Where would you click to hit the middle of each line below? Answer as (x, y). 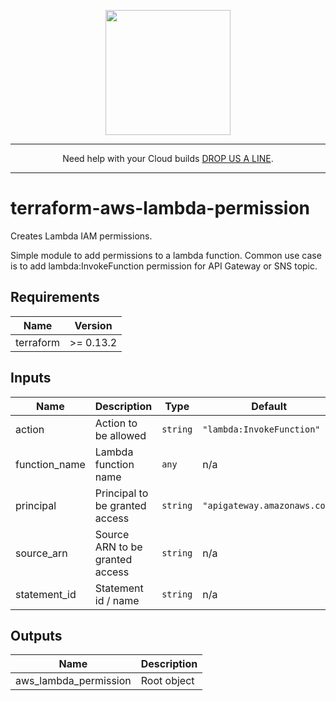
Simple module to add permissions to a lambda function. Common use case (166, 255)
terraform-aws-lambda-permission (160, 208)
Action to (116, 423)
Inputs (31, 378)
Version (93, 325)
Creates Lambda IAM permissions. (81, 236)
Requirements (55, 297)
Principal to (121, 493)
